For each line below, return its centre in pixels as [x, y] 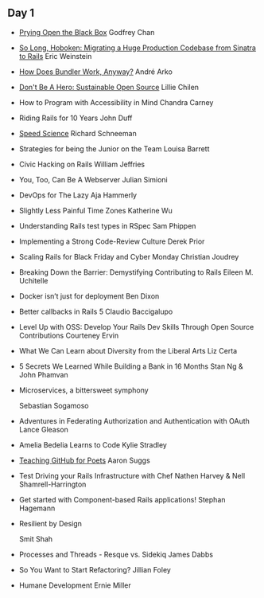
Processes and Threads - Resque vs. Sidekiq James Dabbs [116, 554]
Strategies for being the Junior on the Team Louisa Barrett [114, 149]
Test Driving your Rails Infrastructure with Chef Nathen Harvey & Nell [132, 475]
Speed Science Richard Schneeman [78, 133]
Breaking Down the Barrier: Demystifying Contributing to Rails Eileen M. [136, 272]
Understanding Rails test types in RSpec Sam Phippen [107, 225]
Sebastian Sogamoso [54, 405]
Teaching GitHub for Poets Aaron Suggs [84, 460]
